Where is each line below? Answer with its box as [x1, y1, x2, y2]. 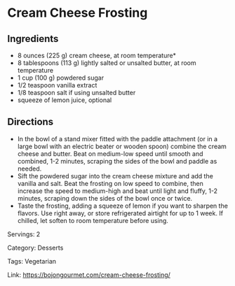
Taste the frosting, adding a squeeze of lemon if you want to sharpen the [17, 201, 228, 210]
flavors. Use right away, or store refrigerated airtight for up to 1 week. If [17, 208, 223, 217]
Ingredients [7, 33, 59, 45]
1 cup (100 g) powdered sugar [17, 73, 104, 82]
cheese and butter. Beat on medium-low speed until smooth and [17, 149, 203, 158]
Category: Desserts [7, 243, 64, 252]
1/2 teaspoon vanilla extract [17, 81, 98, 89]
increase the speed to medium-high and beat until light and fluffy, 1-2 [17, 187, 218, 195]
